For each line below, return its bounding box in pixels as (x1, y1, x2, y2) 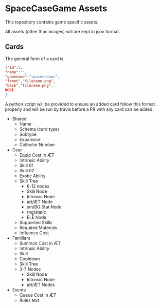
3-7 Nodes (19, 266, 41, 272)
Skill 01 (19, 162, 34, 168)
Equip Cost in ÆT (19, 152, 54, 158)
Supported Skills (19, 219, 53, 225)
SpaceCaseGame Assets (5, 3, 107, 14)
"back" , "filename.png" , (5, 83, 53, 88)
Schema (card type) (19, 126, 59, 132)
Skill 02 (19, 167, 35, 173)
